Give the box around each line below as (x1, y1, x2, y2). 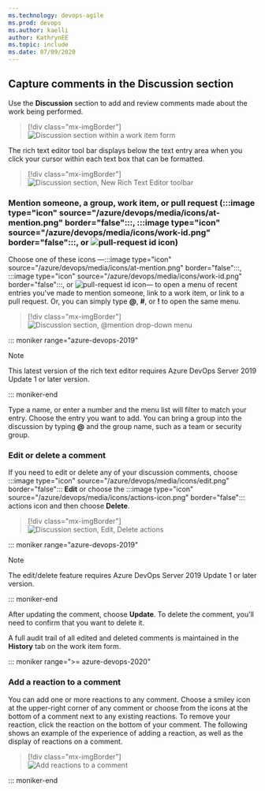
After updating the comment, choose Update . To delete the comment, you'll (8, 610, 255, 619)
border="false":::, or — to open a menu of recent (8, 280, 238, 289)
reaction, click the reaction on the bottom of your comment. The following (8, 719, 248, 729)
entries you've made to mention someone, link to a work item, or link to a (8, 289, 244, 298)
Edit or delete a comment (8, 450, 106, 461)
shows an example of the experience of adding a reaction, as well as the (8, 728, 244, 737)
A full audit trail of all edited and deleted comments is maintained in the (8, 633, 239, 643)
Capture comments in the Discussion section (8, 77, 234, 91)
